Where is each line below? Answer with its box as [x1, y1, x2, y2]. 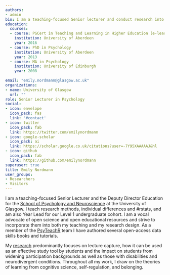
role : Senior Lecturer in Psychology [5, 97, 85, 102]
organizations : [5, 82, 37, 87]
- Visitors [5, 181, 28, 187]
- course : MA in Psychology [10, 59, 69, 64]
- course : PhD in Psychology [10, 45, 71, 50]
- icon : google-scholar [5, 134, 56, 140]
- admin [5, 12, 22, 17]
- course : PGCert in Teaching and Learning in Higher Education [10, 31, 148, 36]
